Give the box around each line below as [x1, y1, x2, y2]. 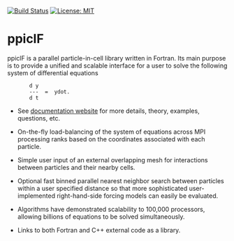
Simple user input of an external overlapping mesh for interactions [17, 155, 208, 164]
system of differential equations [7, 68, 99, 77]
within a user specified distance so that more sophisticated [17, 184, 188, 192]
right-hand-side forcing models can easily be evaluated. [57, 192, 219, 200]
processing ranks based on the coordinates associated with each [17, 134, 205, 143]
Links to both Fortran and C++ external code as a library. [17, 226, 181, 234]
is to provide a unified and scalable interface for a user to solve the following [7, 61, 228, 70]
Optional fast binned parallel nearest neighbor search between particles [17, 176, 225, 185]
